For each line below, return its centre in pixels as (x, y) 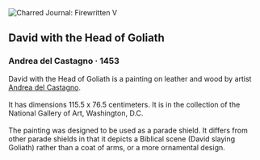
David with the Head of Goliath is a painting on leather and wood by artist (130, 78)
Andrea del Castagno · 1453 (64, 61)
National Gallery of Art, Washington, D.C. (76, 113)
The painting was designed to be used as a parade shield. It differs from (128, 130)
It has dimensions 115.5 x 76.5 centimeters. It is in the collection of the (124, 104)
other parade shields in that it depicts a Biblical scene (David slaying (122, 139)
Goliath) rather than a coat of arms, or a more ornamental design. (117, 147)
